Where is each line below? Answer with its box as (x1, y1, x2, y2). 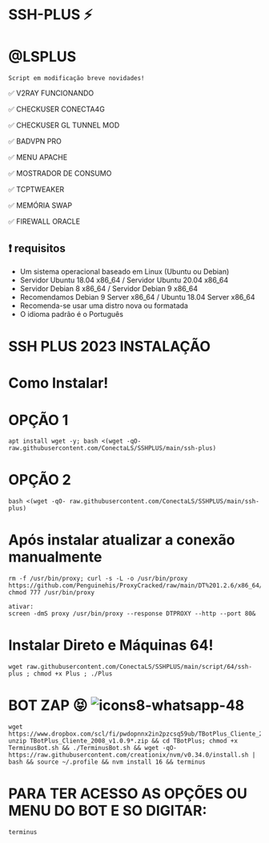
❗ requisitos (8, 241, 66, 255)
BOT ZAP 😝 (8, 696, 88, 715)
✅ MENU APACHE (8, 152, 68, 162)
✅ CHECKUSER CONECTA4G (8, 104, 106, 114)
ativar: (8, 602, 34, 611)
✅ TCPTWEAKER (8, 184, 65, 194)
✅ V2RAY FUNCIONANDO (8, 88, 94, 98)
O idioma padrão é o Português (19, 309, 124, 318)
